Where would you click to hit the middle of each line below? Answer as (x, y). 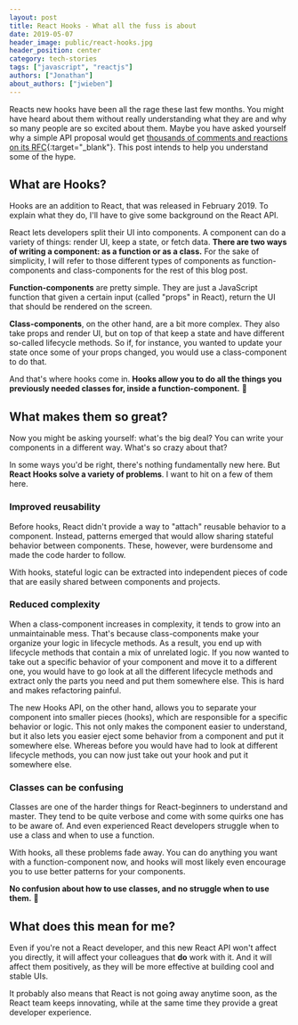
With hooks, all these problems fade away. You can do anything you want (144, 853)
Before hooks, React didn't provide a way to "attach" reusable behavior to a (148, 526)
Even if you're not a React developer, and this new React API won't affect (143, 947)
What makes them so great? (89, 417)
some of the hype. (43, 156)
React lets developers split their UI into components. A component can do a (148, 233)
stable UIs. (29, 976)
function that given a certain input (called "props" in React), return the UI (142, 297)
